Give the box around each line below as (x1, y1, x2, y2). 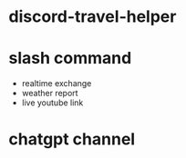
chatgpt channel (8, 129, 136, 150)
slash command (8, 48, 132, 69)
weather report (21, 88, 78, 99)
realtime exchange (21, 78, 92, 89)
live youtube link (21, 97, 84, 108)
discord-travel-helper (8, 6, 177, 27)
